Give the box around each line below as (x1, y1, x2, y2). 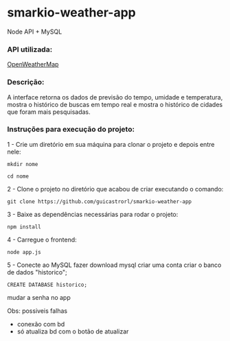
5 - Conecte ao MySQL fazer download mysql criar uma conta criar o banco (7, 261, 222, 269)
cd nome (7, 173, 30, 180)
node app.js (7, 248, 41, 255)
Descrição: (7, 78, 45, 87)
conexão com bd (16, 320, 65, 328)
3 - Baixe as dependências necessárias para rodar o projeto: (7, 210, 179, 218)
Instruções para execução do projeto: (7, 125, 135, 134)
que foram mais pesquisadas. (7, 108, 91, 116)
